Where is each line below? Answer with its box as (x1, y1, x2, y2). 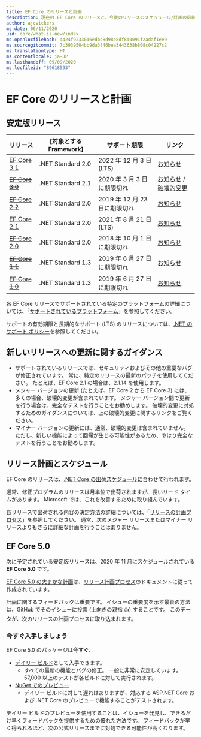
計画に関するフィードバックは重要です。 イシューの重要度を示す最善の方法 (6, 598, 191, 606)
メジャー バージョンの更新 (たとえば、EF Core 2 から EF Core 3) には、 (14, 387, 190, 394)
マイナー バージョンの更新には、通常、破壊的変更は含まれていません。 (14, 424, 190, 432)
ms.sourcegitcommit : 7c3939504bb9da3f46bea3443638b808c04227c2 (6, 43, 167, 49)
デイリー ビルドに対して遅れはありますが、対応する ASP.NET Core (23, 689, 188, 696)
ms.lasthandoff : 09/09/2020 (6, 59, 77, 65)
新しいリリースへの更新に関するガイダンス (6, 347, 163, 357)
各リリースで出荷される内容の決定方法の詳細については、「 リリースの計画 (6, 509, 187, 516)
